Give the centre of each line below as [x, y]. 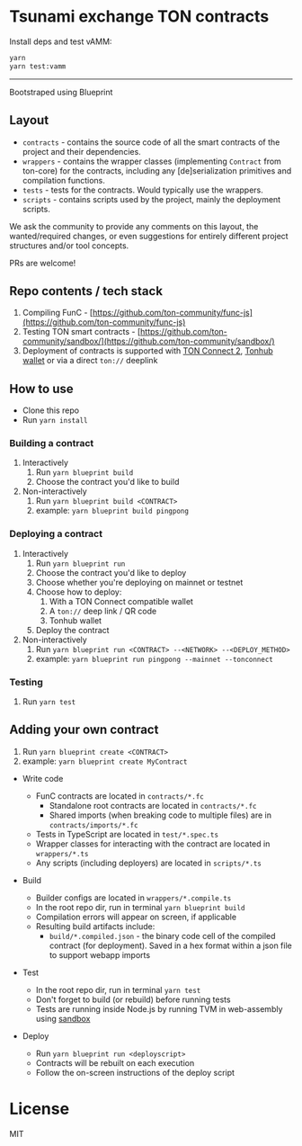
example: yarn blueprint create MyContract [105, 761]
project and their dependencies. [81, 151]
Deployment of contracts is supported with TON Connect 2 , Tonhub [147, 351]
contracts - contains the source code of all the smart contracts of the [151, 142]
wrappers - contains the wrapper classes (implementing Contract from [151, 161]
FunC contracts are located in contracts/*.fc [120, 796]
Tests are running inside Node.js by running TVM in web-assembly [159, 1008]
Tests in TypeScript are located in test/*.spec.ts [127, 834]
